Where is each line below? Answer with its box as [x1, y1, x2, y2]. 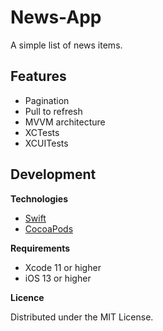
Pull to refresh [24, 105, 83, 117]
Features [10, 68, 67, 85]
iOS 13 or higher [24, 272, 92, 284]
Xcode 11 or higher [24, 261, 102, 273]
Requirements [10, 242, 71, 254]
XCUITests [24, 137, 69, 149]
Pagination [24, 94, 70, 106]
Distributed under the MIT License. [10, 311, 154, 323]
